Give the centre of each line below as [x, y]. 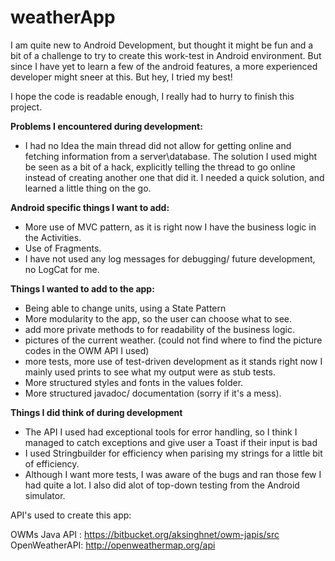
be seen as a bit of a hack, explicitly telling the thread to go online [160, 167]
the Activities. [53, 237]
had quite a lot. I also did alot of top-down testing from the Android [162, 485]
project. [26, 107]
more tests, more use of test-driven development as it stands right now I [173, 361]
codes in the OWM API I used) [87, 350]
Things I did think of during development [96, 412]
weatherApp [63, 17]
